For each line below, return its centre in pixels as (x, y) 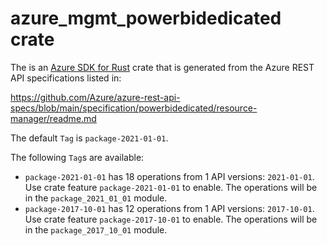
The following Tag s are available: (77, 157)
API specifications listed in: (66, 78)
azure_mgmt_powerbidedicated (146, 18)
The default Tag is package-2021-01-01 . (89, 138)
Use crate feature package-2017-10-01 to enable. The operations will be (171, 219)
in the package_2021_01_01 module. (96, 198)
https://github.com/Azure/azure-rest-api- (95, 97)
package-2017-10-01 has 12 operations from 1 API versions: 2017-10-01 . (169, 208)
